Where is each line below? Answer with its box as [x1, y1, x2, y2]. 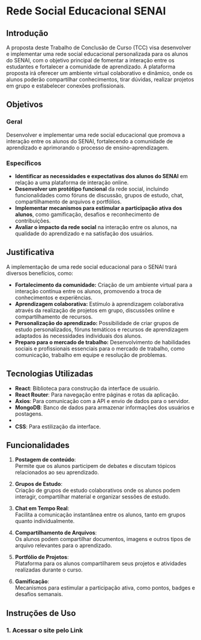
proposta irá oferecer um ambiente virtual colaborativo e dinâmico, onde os [6, 70, 193, 76]
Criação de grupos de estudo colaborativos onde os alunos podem [14, 487, 181, 494]
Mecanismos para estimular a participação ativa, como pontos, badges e [14, 584, 196, 591]
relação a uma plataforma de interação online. [14, 179, 129, 186]
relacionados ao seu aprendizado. [14, 469, 99, 476]
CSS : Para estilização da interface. [14, 423, 101, 430]
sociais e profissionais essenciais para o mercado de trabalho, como [14, 345, 185, 352]
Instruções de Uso [6, 608, 76, 618]
